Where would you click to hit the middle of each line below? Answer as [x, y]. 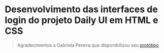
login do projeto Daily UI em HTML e [81, 20]
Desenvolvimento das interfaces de [81, 9]
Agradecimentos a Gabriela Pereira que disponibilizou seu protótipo [88, 45]
